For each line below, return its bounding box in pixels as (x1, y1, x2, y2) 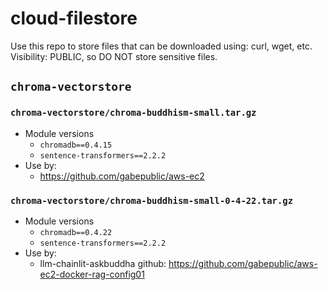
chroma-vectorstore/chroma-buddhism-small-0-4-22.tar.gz (10, 195, 294, 206)
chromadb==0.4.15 (39, 140, 113, 150)
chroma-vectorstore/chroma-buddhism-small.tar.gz (10, 107, 257, 119)
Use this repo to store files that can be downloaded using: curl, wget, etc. (10, 40, 313, 52)
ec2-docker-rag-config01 (39, 268, 145, 280)
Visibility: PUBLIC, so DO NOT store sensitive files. (10, 50, 218, 62)
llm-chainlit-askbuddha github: (39, 257, 167, 269)
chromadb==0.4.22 (39, 227, 113, 237)
